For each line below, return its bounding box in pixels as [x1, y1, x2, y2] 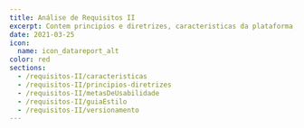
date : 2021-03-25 [9, 30, 75, 39]
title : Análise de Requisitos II [9, 13, 136, 23]
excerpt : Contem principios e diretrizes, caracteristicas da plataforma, [9, 22, 298, 31]
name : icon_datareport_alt [17, 47, 119, 56]
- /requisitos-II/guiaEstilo [17, 96, 128, 106]
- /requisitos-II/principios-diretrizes [17, 80, 172, 89]
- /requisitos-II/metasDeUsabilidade [17, 88, 160, 97]
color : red [9, 55, 51, 64]
